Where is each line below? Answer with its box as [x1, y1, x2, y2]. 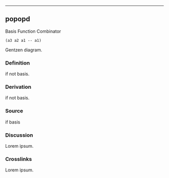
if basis [5, 119, 21, 125]
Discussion [5, 132, 34, 139]
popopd [5, 15, 30, 23]
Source [5, 107, 24, 114]
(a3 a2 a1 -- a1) [5, 38, 42, 43]
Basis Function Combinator [5, 28, 61, 34]
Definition [5, 59, 30, 66]
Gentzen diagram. [5, 46, 43, 53]
